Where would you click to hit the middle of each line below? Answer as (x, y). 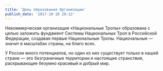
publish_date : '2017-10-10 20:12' (40, 14)
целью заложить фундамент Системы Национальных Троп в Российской (81, 33)
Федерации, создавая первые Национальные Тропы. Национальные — (79, 38)
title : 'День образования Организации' (45, 9)
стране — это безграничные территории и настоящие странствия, (74, 58)
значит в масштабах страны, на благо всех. (50, 43)
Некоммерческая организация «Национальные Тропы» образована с (78, 28)
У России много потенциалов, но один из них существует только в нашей (82, 53)
